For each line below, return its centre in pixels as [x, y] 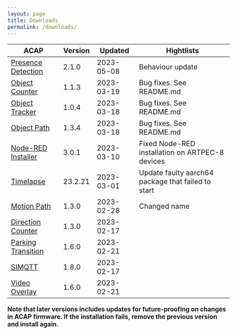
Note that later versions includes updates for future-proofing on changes [117, 309]
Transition [28, 251]
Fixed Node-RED [167, 144]
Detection [27, 71]
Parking [24, 243]
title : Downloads [33, 20]
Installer [24, 157]
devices [152, 162]
